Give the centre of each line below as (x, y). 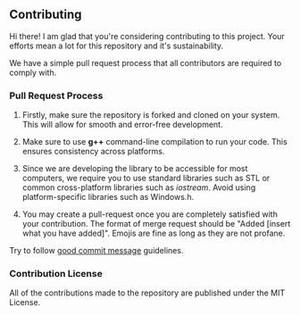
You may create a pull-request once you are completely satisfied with (150, 214)
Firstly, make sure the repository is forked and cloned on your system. (151, 115)
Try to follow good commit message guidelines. (96, 251)
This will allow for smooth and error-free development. (122, 125)
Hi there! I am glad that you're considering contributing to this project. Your (147, 36)
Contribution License (56, 274)
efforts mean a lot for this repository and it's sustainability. (117, 46)
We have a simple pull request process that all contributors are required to (146, 62)
